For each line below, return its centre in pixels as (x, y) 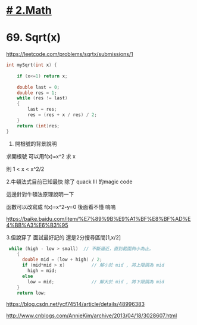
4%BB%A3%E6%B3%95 (37, 225)
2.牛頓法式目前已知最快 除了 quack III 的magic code (69, 182)
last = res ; (43, 110)
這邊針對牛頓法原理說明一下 (40, 194)
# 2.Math (29, 10)
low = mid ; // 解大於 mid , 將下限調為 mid (96, 282)
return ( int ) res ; (38, 126)
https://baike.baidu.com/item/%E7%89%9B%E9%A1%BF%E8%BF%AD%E (98, 218)
